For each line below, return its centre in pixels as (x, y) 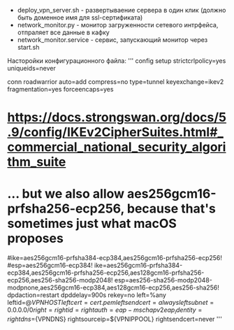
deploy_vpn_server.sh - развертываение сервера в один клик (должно (122, 10)
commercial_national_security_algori (117, 147)
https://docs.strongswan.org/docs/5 (117, 117)
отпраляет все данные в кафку (63, 32)
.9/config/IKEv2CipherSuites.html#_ (115, 132)
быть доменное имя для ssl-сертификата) (80, 17)
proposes (36, 239)
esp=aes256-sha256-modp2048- (163, 280)
